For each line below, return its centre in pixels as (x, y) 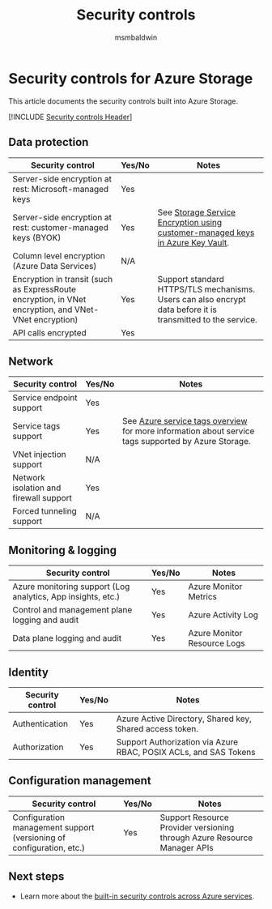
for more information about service (188, 431)
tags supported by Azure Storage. (186, 442)
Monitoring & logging (63, 550)
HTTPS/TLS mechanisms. (206, 289)
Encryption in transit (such (63, 279)
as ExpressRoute (45, 289)
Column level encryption (59, 255)
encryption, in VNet (49, 299)
